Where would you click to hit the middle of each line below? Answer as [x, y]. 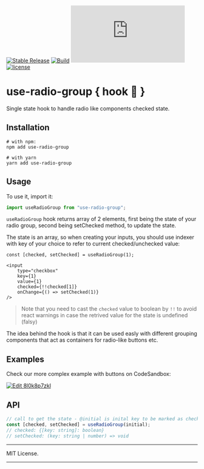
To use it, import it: [30, 196]
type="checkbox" [38, 271]
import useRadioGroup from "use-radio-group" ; [66, 207]
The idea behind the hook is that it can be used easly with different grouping [102, 334]
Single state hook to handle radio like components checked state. [88, 108]
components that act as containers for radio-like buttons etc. [82, 340]
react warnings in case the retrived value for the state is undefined [104, 316]
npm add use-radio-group [38, 147]
